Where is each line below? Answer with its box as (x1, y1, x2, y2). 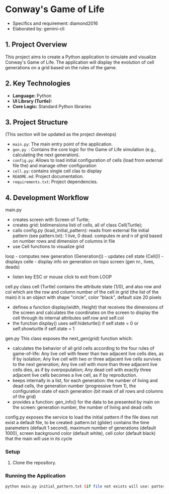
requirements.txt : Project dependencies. (12, 178, 98, 185)
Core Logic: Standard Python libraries (12, 103, 92, 109)
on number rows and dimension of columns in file (12, 238, 115, 244)
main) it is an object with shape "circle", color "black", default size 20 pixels (5, 294, 162, 300)
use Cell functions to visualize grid (12, 244, 84, 250)
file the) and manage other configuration (12, 163, 97, 169)
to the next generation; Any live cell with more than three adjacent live (12, 362, 157, 368)
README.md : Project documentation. (12, 173, 84, 179)
